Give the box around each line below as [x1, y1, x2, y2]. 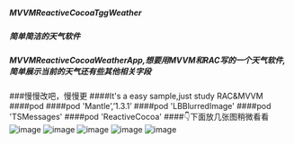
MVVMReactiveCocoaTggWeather [9, 7, 142, 18]
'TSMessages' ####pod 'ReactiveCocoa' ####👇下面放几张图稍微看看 [9, 111, 270, 122]
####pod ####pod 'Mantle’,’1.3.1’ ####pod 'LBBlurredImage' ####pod [9, 100, 272, 111]
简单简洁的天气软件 [9, 30, 81, 41]
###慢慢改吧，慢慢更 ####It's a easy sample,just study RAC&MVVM [9, 90, 263, 101]
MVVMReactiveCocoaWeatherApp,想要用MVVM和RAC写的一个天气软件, [9, 55, 286, 66]
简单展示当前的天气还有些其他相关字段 [9, 66, 151, 77]
